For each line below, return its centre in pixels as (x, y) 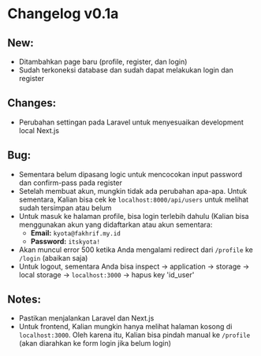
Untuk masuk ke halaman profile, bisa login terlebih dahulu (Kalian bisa (134, 216)
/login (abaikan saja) (53, 258)
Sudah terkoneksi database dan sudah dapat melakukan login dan (126, 70)
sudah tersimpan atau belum (65, 208)
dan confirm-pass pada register (71, 183)
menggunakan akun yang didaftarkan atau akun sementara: (116, 224)
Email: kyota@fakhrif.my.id (76, 232)
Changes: (32, 103)
